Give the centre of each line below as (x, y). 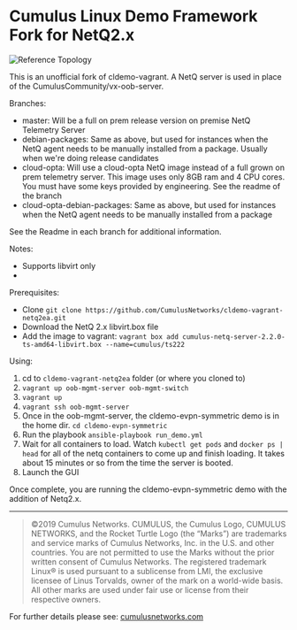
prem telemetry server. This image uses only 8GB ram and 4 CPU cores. (153, 177)
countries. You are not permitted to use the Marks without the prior (152, 552)
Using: (21, 361)
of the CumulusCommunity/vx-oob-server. (87, 86)
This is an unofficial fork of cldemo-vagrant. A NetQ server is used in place (145, 76)
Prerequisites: (34, 292)
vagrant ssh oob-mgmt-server (76, 407)
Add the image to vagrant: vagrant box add (100, 336)
